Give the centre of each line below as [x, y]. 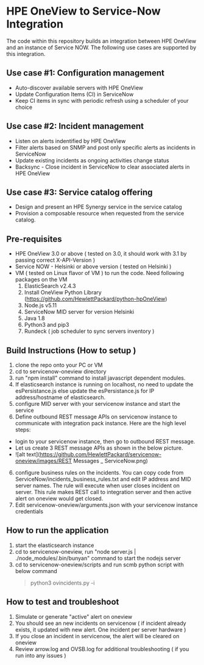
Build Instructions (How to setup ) [71, 350]
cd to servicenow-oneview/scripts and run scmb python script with [99, 565]
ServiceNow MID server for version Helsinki [79, 312]
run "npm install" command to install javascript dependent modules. [100, 378]
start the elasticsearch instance [55, 545]
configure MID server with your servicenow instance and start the [98, 404]
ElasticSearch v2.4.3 [50, 286]
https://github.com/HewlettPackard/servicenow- [100, 454]
